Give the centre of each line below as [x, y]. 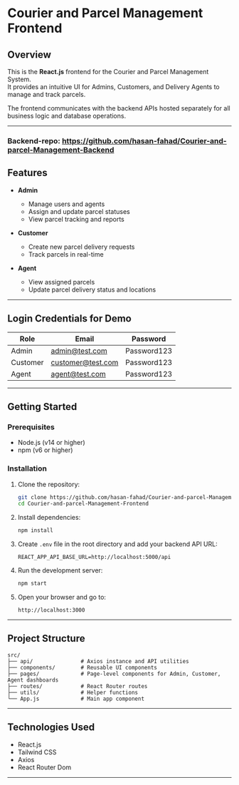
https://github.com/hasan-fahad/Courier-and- [144, 140]
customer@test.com [85, 362]
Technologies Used [51, 728]
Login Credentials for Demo [69, 319]
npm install [35, 530]
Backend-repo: [34, 140]
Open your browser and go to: [62, 597]
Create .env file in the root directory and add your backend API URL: [118, 544]
